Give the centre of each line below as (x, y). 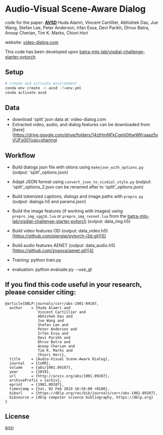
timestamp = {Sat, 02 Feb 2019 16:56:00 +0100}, (60, 389)
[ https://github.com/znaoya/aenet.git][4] (53, 250)
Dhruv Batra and (54, 342)
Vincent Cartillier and (62, 312)
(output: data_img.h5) (109, 221)
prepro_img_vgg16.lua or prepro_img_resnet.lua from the (69, 216)
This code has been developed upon (42, 52)
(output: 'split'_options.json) (40, 172)
